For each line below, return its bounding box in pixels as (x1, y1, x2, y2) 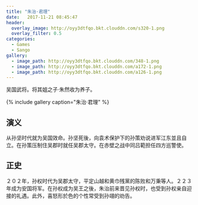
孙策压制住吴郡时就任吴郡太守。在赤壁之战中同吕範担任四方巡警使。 (21, 142, 187, 149)
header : (6, 19, 25, 25)
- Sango (11, 47, 31, 53)
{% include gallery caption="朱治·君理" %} (6, 99, 110, 106)
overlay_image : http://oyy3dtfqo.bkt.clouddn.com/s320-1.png (11, 25, 165, 31)
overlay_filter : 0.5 (11, 31, 62, 37)
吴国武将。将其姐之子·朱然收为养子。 (6, 86, 96, 93)
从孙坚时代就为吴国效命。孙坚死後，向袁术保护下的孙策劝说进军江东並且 (6, 134, 181, 142)
